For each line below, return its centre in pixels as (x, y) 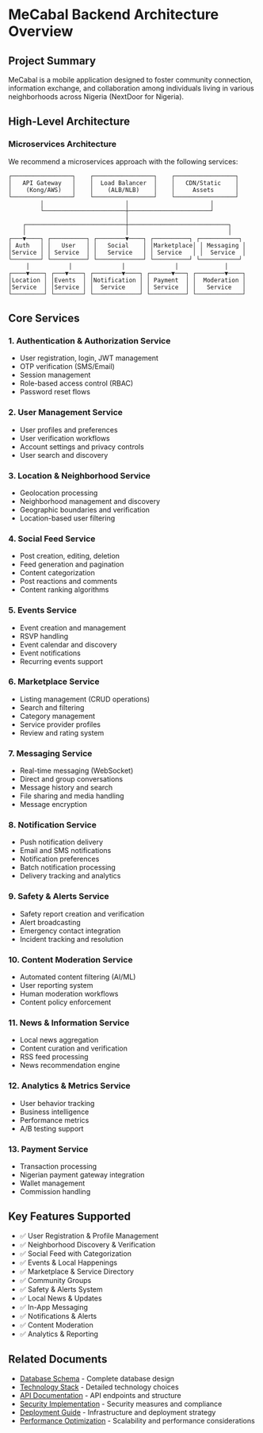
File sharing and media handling (72, 796)
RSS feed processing (54, 1057)
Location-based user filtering (67, 518)
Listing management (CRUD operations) (85, 699)
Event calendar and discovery (68, 644)
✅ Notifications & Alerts (58, 1316)
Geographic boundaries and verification (85, 509)
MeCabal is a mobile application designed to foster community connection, (131, 80)
